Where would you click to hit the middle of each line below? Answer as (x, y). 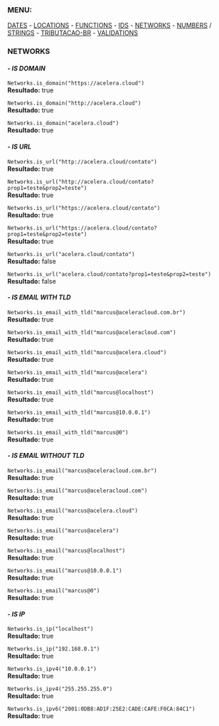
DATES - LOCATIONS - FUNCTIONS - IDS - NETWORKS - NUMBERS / (109, 26)
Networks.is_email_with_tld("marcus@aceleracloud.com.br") (97, 312)
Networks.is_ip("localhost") (50, 629)
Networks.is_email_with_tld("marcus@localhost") (81, 393)
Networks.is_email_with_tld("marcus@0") (68, 432)
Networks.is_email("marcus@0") (54, 591)
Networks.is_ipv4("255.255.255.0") (60, 689)
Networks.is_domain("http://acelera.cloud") (74, 103)
